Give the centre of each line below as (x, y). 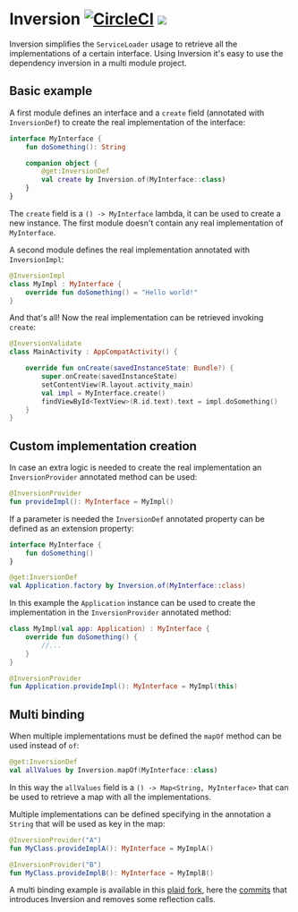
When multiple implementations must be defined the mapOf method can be (145, 736)
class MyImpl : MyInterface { (66, 284)
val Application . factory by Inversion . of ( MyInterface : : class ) (128, 586)
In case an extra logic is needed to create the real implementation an (136, 468)
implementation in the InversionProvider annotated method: (120, 612)
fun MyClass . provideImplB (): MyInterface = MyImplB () (112, 873)
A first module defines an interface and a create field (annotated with (137, 113)
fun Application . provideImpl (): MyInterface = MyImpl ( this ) (124, 686)
